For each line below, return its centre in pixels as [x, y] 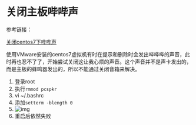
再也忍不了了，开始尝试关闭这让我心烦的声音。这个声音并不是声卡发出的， [101, 62]
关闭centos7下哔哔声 [31, 42]
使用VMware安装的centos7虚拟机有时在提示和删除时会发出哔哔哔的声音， [96, 54]
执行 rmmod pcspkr [36, 89]
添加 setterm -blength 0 [44, 102]
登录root [25, 81]
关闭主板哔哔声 [42, 12]
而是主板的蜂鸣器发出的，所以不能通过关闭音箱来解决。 [73, 69]
